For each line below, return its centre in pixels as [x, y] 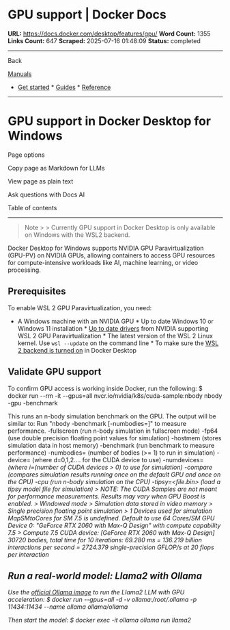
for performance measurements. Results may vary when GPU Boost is [106, 496]
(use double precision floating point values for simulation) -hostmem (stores [115, 438]
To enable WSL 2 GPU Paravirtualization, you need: [80, 307]
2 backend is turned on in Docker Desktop [77, 350]
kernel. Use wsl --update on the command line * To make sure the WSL [118, 343]
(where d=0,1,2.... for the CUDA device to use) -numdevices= [118, 459]
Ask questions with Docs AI [46, 194]
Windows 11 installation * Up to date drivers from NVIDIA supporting [113, 328]
